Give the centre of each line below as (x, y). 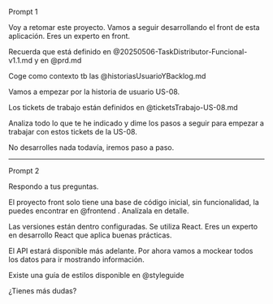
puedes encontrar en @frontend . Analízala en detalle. (99, 211)
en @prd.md (61, 60)
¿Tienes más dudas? (43, 291)
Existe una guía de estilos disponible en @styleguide (96, 275)
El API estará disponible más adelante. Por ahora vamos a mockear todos (131, 251)
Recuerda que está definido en (60, 51)
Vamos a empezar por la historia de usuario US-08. (94, 92)
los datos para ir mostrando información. (76, 259)
